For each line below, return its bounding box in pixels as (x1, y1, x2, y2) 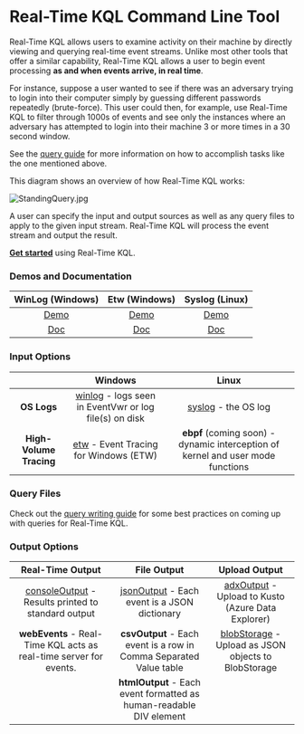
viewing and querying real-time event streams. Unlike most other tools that (9, 45, 288, 56)
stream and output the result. (9, 229, 118, 241)
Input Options (9, 350, 71, 363)
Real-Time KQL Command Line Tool (9, 6, 280, 27)
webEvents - (18, 627, 77, 640)
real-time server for (18, 650, 104, 663)
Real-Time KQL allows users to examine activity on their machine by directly (9, 36, 292, 47)
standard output (26, 607, 95, 620)
